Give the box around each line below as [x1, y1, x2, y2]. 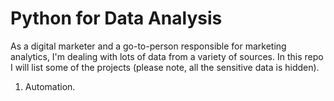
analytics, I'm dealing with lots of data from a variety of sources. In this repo [10, 50, 324, 62]
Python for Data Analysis [10, 7, 223, 30]
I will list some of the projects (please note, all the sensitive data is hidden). [10, 61, 320, 73]
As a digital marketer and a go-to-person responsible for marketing [10, 40, 287, 52]
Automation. [24, 80, 76, 92]
